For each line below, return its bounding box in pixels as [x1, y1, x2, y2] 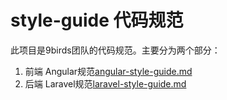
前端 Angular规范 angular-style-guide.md [24, 65, 193, 77]
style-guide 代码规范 [10, 9, 184, 32]
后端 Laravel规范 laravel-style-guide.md [24, 77, 187, 90]
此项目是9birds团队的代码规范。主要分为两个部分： [10, 44, 221, 56]
